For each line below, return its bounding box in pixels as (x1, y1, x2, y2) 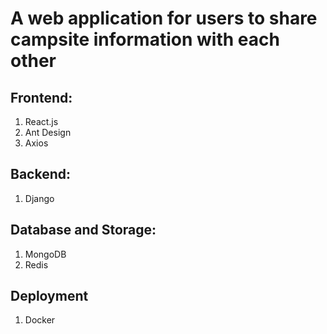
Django (24, 192, 55, 204)
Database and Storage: (10, 222, 157, 239)
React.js (24, 116, 59, 127)
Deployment (10, 288, 89, 305)
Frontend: (10, 89, 73, 106)
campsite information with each (10, 28, 280, 51)
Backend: (10, 166, 71, 183)
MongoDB (24, 248, 67, 260)
